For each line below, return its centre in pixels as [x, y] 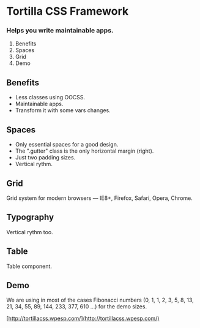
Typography [30, 217]
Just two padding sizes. [45, 158]
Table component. [29, 266]
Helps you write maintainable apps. [60, 31]
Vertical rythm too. [30, 232]
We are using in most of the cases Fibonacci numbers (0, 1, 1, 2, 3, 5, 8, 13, [100, 300]
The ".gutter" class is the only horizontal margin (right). [84, 151]
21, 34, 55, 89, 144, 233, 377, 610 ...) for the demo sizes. [77, 307]
